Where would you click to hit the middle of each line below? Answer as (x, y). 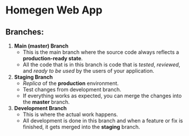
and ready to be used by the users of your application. (88, 71)
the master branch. (46, 102)
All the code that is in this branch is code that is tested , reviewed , (101, 64)
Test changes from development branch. (72, 89)
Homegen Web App (54, 10)
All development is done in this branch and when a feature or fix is (103, 120)
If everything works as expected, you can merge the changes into (102, 96)
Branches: (25, 32)
